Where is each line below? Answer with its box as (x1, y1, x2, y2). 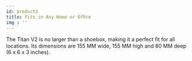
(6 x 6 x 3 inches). (6, 49, 50, 56)
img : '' (6, 19, 28, 25)
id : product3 (6, 8, 38, 15)
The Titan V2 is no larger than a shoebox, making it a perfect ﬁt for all (6, 36, 175, 43)
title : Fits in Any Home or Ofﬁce (6, 14, 92, 20)
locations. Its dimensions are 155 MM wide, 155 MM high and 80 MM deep (6, 42, 187, 50)
